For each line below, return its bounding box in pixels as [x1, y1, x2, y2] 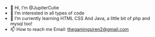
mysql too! [10, 20, 33, 26]
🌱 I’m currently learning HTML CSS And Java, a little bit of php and [10, 15, 150, 21]
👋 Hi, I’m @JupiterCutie [10, 5, 60, 10]
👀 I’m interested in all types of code [10, 10, 85, 16]
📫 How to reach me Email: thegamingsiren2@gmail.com [10, 26, 129, 32]
